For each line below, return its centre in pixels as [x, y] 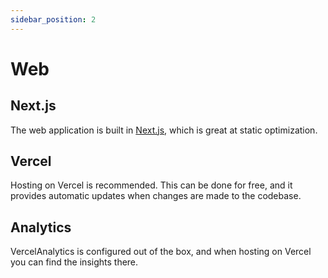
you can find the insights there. [74, 262]
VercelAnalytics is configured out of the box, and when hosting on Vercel [161, 252]
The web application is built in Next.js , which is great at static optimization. [164, 130]
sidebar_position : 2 [53, 19]
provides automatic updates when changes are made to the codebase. [156, 196]
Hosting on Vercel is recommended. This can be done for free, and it [151, 185]
